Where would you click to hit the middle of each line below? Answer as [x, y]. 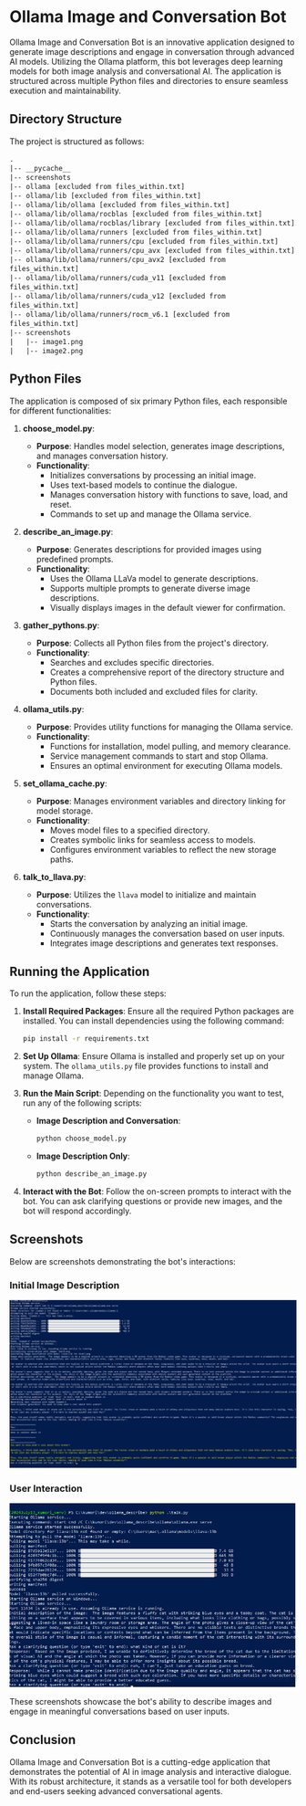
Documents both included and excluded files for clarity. [153, 691]
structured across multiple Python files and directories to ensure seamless [149, 80]
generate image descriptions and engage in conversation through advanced [152, 51]
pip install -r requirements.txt [86, 1039]
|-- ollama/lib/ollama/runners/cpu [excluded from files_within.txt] [144, 241]
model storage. [65, 811]
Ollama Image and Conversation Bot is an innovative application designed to [152, 42]
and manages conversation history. [102, 456]
